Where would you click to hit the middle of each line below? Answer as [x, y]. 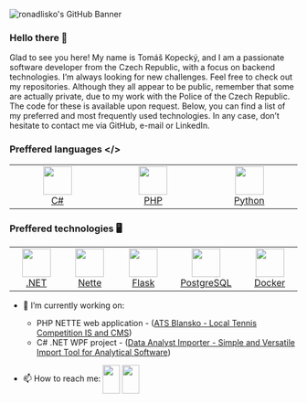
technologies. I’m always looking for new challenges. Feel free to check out [151, 77]
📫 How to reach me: [62, 378]
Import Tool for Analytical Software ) [103, 352]
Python [249, 200]
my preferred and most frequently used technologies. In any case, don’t [145, 116]
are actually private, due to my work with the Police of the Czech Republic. [150, 97]
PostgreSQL [206, 282]
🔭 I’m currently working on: [74, 305]
